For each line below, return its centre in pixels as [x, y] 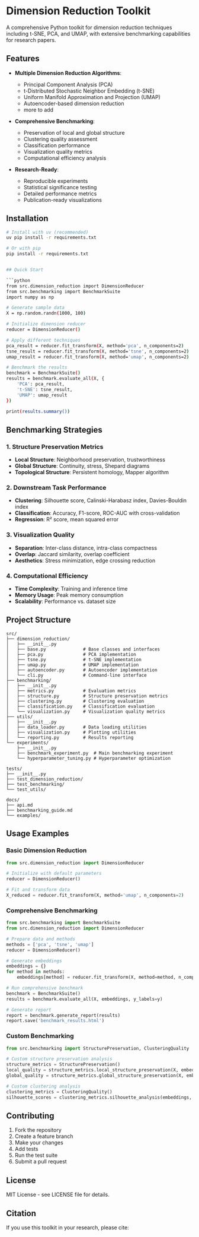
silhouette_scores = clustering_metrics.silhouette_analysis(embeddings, [99, 1097]
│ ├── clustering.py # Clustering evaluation [75, 701]
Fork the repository [38, 1130]
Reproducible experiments [56, 181]
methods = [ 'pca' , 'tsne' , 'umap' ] [50, 944]
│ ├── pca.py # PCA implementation [71, 654]
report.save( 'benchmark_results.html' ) [55, 1021]
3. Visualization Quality [41, 535]
